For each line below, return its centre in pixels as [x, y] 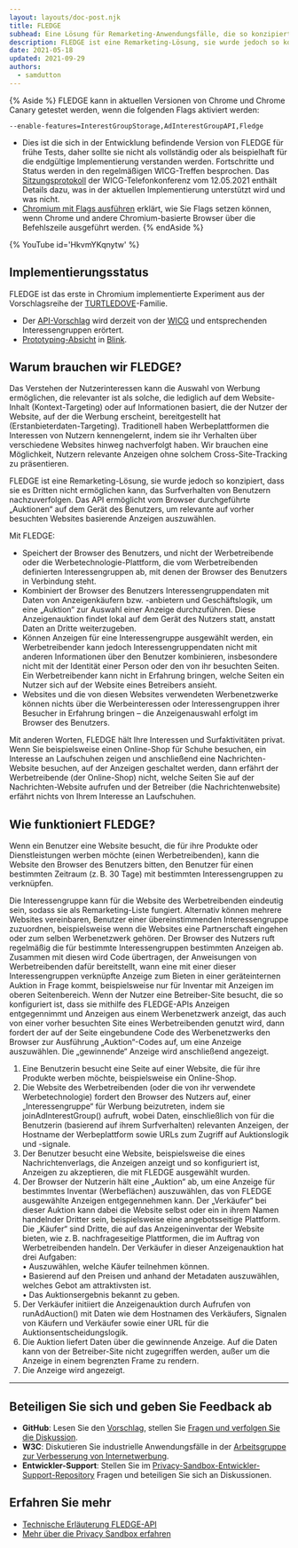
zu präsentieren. [39, 464]
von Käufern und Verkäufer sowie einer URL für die [115, 1324]
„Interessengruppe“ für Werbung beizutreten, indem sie [123, 1106]
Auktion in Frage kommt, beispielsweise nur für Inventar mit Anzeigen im [141, 986]
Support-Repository [58, 1475]
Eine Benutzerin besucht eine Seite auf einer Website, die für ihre [141, 1069]
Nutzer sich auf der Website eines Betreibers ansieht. [119, 685]
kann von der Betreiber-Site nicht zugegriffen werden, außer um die [146, 1352]
